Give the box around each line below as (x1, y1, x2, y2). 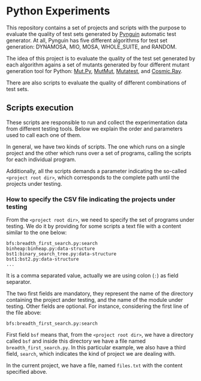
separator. (6, 279, 32, 286)
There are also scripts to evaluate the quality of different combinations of (6, 79, 187, 86)
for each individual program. (6, 156, 76, 163)
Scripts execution (6, 103, 74, 113)
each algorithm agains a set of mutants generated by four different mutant (6, 61, 190, 68)
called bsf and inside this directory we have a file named (6, 337, 146, 345)
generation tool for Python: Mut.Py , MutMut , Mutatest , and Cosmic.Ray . (6, 67, 183, 74)
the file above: (6, 309, 42, 316)
